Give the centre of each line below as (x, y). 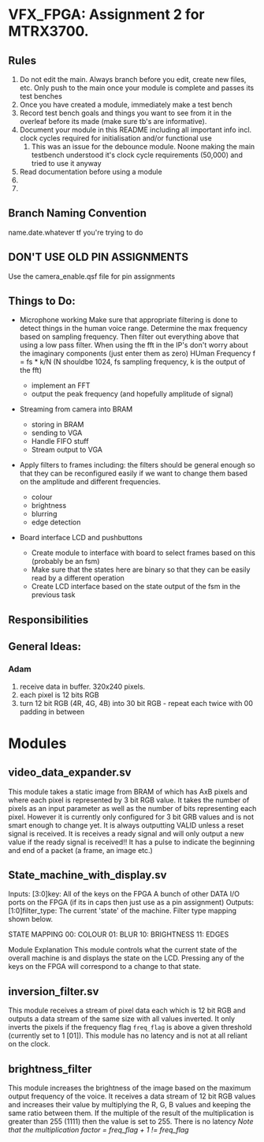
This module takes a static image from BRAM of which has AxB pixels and (128, 791)
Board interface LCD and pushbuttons (81, 538)
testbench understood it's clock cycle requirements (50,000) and (137, 155)
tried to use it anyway (66, 163)
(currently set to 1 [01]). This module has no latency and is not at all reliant (128, 1035)
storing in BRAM (58, 425)
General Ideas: (45, 646)
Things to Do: (42, 301)
